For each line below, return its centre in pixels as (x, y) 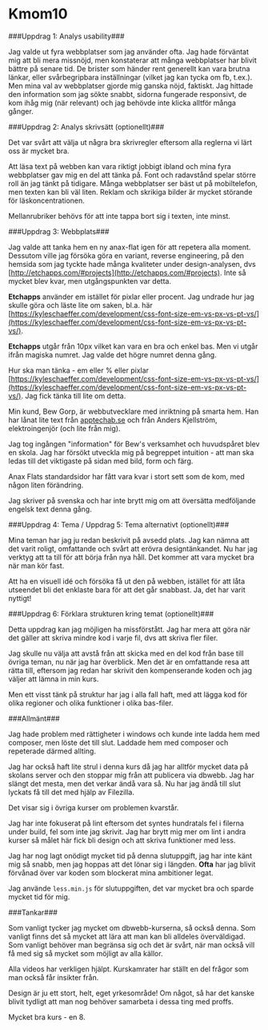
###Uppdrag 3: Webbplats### (59, 231)
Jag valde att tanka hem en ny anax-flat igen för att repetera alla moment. (130, 247)
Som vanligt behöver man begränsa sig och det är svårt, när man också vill (132, 945)
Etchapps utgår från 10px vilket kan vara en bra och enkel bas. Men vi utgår (133, 346)
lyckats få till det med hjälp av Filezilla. (71, 792)
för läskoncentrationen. (47, 200)
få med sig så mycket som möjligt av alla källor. (86, 953)
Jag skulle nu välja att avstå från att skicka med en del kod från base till (126, 653)
